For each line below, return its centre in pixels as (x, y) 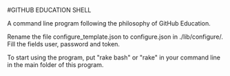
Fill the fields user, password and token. (64, 44)
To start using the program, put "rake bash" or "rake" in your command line (114, 57)
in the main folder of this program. (55, 65)
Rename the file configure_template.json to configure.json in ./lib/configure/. (115, 37)
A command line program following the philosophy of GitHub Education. (109, 23)
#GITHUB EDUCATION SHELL (49, 10)
